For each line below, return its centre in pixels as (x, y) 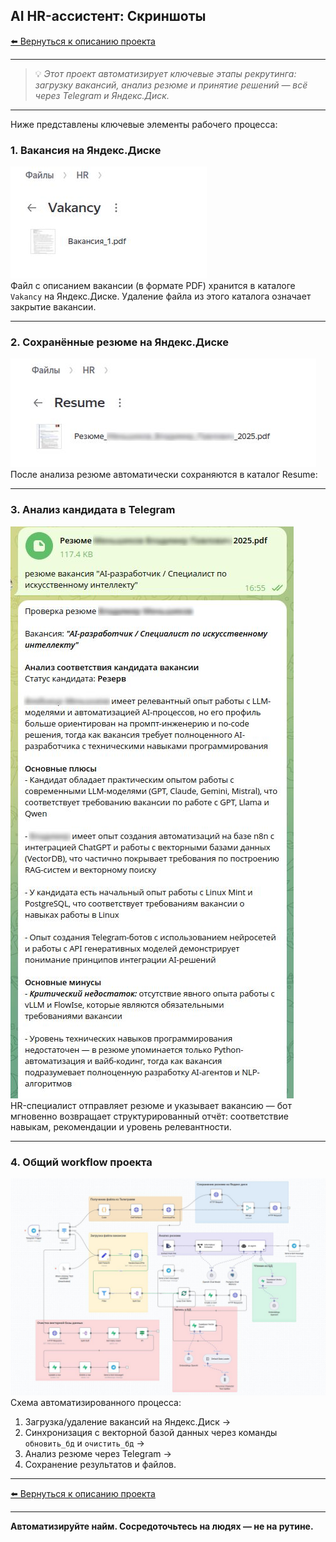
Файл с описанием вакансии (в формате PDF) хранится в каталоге (153, 286)
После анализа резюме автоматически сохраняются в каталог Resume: (164, 475)
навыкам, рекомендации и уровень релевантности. (121, 1126)
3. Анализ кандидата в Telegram (93, 510)
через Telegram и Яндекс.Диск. (102, 95)
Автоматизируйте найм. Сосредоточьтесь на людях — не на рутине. (162, 1526)
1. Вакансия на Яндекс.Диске (86, 150)
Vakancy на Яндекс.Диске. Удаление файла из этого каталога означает (161, 296)
